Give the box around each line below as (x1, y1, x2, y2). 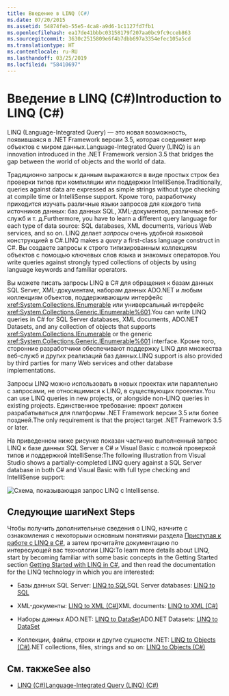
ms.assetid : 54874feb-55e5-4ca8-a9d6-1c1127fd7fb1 (7, 23, 154, 30)
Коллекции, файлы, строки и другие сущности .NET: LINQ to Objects (16, 636, 216, 644)
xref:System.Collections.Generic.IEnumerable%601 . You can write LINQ (7, 308, 206, 316)
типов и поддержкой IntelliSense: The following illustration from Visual (7, 451, 206, 459)
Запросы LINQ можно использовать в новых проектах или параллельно (7, 379, 219, 388)
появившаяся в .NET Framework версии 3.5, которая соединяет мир (7, 135, 206, 143)
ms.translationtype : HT (7, 42, 75, 49)
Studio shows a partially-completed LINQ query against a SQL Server (7, 458, 202, 467)
